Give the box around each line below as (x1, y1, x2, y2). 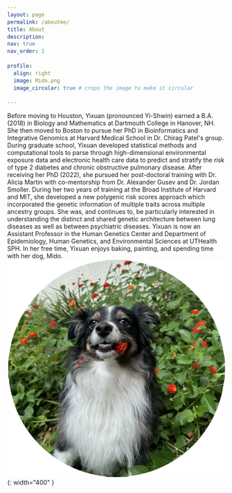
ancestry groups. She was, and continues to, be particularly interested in (7, 208, 215, 216)
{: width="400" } (7, 478, 55, 487)
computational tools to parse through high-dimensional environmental (7, 149, 206, 157)
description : (7, 33, 45, 40)
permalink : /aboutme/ (7, 18, 70, 26)
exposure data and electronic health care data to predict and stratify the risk (7, 156, 225, 165)
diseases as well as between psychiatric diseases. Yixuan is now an (7, 222, 201, 231)
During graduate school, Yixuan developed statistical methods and (7, 141, 197, 149)
